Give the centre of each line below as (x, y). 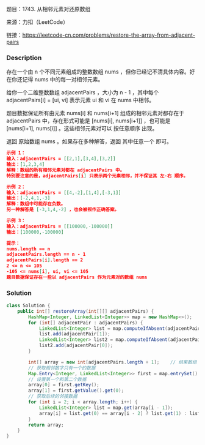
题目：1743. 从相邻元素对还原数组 (49, 9)
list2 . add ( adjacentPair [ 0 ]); (76, 346)
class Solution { (28, 306)
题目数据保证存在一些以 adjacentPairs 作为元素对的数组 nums (77, 277)
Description (24, 58)
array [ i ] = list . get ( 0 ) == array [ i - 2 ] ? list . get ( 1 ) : (113, 413)
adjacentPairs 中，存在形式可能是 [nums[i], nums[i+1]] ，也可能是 (88, 121)
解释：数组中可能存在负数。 (36, 204)
